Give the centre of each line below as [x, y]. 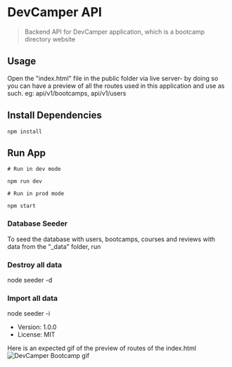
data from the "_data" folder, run [54, 246]
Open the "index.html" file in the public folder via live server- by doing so [113, 78]
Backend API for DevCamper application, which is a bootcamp [115, 32]
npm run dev [25, 181]
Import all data [33, 298]
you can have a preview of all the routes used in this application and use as [116, 86]
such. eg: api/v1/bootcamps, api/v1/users [67, 93]
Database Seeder [38, 224]
